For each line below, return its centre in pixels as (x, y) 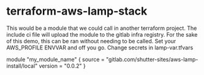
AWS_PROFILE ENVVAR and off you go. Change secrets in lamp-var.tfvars (100, 48)
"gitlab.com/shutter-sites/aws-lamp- (152, 59)
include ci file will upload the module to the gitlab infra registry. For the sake (102, 34)
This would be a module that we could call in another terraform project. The (102, 28)
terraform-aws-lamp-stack (77, 11)
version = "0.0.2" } (62, 66)
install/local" (22, 66)
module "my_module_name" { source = (56, 59)
